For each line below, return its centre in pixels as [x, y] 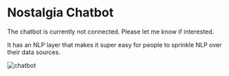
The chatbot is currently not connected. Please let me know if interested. [111, 31]
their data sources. [34, 52]
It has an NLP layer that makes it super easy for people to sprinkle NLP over [114, 45]
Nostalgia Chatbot [60, 13]
